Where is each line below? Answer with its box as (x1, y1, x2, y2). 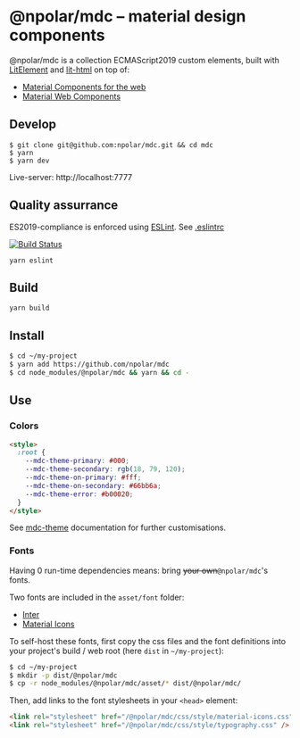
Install (9, 328, 45, 343)
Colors (9, 419, 39, 432)
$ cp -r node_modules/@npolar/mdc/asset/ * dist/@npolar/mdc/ (9, 679, 242, 688)
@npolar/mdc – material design (9, 6, 246, 27)
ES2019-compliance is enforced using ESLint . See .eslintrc (9, 221, 225, 232)
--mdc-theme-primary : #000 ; (25, 457, 129, 466)
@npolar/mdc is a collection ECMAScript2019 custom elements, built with (9, 54, 279, 65)
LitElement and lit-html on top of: (9, 64, 130, 75)
